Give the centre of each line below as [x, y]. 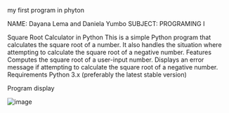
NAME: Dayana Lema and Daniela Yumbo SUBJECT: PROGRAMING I [106, 24]
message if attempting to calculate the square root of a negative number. [113, 67]
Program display [31, 88]
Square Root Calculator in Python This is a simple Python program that [109, 37]
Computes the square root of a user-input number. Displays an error [106, 60]
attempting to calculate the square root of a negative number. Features [110, 52]
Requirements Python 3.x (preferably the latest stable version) [97, 74]
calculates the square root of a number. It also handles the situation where [115, 45]
